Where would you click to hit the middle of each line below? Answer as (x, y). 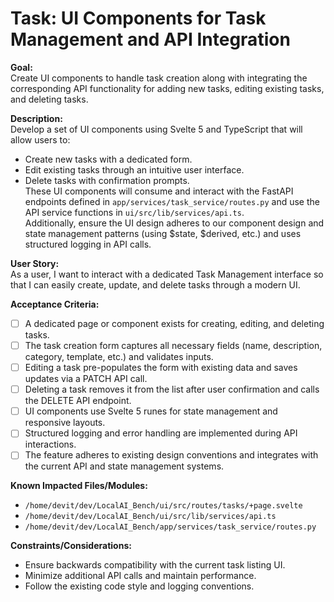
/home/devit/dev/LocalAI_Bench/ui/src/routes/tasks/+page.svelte (163, 506)
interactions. (50, 444)
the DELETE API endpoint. (78, 401)
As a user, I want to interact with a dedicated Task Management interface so (167, 274)
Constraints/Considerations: (71, 546)
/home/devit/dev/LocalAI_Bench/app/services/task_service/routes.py (170, 527)
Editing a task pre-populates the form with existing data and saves (161, 368)
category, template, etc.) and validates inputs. (119, 357)
